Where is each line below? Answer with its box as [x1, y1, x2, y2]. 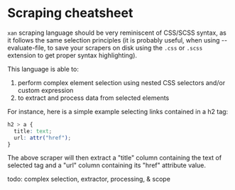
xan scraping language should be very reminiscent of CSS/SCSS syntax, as [7, 28, 227, 37]
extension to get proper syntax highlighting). [7, 51, 137, 60]
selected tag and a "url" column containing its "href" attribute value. [7, 161, 206, 169]
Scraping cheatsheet [7, 5, 133, 21]
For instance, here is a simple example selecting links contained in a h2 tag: [7, 107, 229, 116]
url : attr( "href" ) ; [13, 134, 72, 141]
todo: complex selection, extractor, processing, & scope [7, 175, 170, 184]
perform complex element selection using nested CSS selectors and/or [17, 78, 226, 86]
